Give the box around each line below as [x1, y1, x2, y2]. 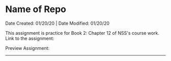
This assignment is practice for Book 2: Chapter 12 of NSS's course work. [5, 30, 159, 36]
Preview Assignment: [5, 45, 50, 51]
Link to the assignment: [5, 35, 54, 41]
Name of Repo [5, 4, 66, 15]
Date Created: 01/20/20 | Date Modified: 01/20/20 [5, 20, 110, 26]
